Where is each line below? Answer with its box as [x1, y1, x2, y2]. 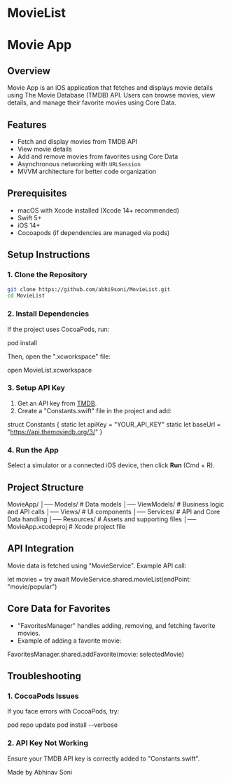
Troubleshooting [7, 670, 82, 682]
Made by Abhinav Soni [7, 768, 72, 776]
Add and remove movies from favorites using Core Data [17, 152, 178, 161]
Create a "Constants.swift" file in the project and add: [17, 406, 172, 415]
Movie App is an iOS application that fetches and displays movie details [7, 83, 213, 92]
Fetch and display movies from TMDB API [17, 138, 138, 145]
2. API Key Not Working [7, 738, 89, 748]
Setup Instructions [7, 249, 90, 261]
